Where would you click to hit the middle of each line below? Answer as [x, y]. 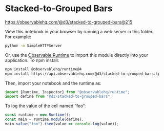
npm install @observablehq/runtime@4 [43, 69]
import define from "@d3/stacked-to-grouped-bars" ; [59, 97]
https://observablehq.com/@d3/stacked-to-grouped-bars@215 [69, 22]
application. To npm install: [32, 60]
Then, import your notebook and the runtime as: [53, 83]
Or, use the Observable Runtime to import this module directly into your [77, 55]
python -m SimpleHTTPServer [34, 45]
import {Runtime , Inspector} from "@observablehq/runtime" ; [68, 92]
